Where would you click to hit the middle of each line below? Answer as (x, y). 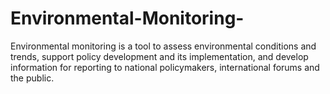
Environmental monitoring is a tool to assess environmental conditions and (163, 46)
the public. (32, 78)
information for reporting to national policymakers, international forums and (165, 67)
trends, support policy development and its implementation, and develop (159, 56)
